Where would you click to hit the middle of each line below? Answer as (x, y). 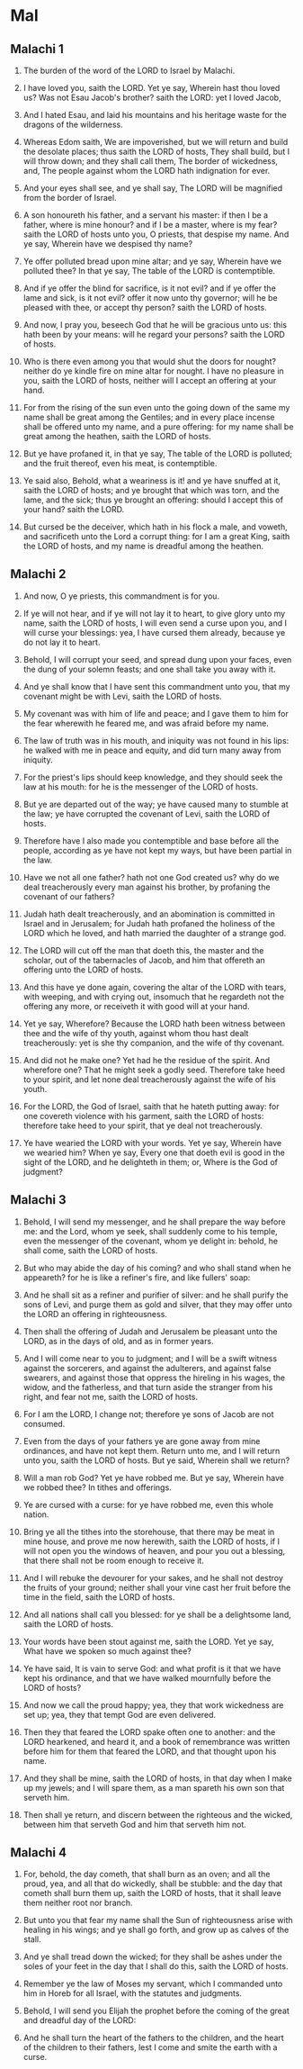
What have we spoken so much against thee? (107, 1651)
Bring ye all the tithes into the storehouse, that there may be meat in (149, 1531)
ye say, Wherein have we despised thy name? (108, 244)
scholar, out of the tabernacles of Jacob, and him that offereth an (144, 960)
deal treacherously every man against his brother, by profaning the (147, 887)
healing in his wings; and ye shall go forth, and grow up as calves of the (156, 1930)
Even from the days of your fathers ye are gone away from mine (142, 1441)
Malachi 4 (38, 1852)
